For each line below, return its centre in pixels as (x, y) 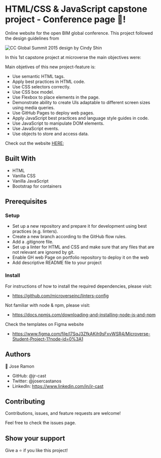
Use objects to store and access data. (51, 134)
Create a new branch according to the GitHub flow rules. (69, 237)
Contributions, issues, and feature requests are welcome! (63, 413)
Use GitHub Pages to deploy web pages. (53, 113)
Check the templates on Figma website (45, 324)
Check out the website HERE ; (35, 143)
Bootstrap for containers (37, 186)
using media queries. (33, 108)
